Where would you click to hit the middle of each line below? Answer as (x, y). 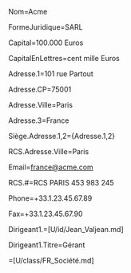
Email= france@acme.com (51, 167)
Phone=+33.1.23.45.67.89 (50, 198)
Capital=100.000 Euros (46, 43)
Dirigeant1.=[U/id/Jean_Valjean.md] (66, 229)
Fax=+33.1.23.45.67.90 (46, 214)
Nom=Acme (28, 12)
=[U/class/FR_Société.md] (51, 261)
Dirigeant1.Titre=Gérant (47, 245)
